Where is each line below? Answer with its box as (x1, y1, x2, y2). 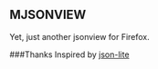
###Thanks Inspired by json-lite (9, 49, 130, 60)
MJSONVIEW (9, 7, 87, 23)
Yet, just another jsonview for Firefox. (9, 31, 151, 42)
